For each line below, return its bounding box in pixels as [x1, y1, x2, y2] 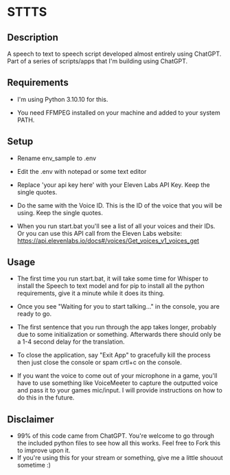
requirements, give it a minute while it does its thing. [16, 289, 165, 298]
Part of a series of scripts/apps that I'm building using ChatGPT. [7, 57, 188, 65]
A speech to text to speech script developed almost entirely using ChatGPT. [7, 49, 222, 58]
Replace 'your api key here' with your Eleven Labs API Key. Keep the [16, 180, 211, 189]
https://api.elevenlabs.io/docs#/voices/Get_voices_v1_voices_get [16, 236, 200, 245]
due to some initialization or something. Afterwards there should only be [16, 331, 222, 339]
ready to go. [16, 310, 52, 318]
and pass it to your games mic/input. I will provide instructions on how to [16, 386, 223, 395]
